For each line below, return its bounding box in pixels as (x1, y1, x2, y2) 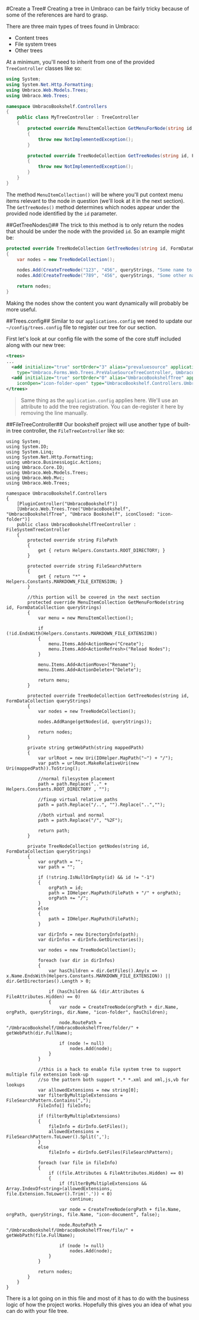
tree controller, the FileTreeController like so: (11, 427, 125, 434)
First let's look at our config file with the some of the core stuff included (6, 335, 181, 342)
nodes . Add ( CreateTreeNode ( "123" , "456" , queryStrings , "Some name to (17, 267, 192, 273)
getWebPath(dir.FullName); (6, 1030, 73, 1036)
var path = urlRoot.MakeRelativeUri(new (37, 760, 139, 766)
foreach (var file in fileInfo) (37, 1160, 118, 1166)
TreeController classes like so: (6, 65, 82, 72)
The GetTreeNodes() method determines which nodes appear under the (6, 203, 179, 211)
